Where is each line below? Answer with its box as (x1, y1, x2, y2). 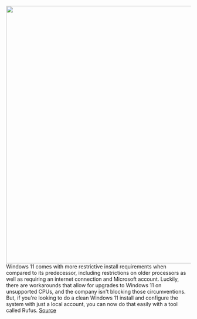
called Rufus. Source (6, 307, 57, 314)
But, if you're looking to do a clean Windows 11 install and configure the (6, 294, 178, 301)
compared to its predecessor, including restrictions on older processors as (6, 270, 186, 276)
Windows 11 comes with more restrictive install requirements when (6, 263, 167, 270)
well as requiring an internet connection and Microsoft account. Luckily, (6, 275, 179, 283)
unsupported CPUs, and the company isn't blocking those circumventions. (6, 288, 186, 295)
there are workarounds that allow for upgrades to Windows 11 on (6, 282, 162, 288)
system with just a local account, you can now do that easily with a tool (6, 301, 178, 307)
